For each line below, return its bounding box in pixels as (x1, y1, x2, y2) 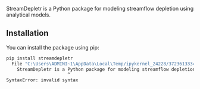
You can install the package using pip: (6, 44, 99, 51)
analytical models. (6, 11, 51, 18)
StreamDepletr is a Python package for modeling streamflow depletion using (6, 5, 194, 12)
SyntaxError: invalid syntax (6, 77, 79, 83)
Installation (6, 28, 49, 38)
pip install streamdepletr (6, 55, 73, 61)
